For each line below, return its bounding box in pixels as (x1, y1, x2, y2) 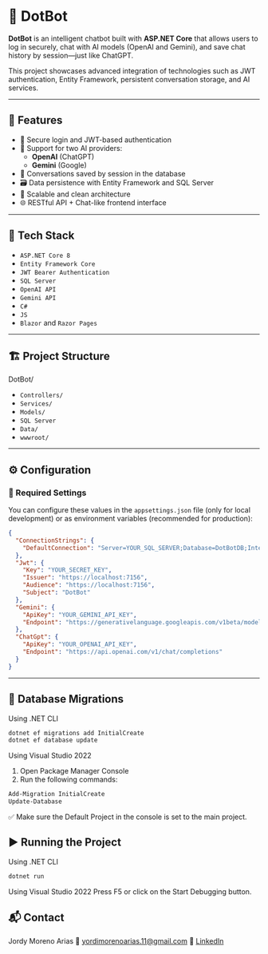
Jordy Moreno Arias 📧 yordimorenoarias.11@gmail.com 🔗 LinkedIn (8, 936, 224, 945)
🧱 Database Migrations (8, 692, 124, 706)
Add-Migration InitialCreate (8, 790, 105, 798)
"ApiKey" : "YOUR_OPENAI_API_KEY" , (22, 640, 137, 649)
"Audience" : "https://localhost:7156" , (22, 581, 156, 589)
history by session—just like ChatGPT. (8, 50, 134, 60)
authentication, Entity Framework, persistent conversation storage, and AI (8, 74, 250, 84)
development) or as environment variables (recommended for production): (8, 514, 253, 524)
